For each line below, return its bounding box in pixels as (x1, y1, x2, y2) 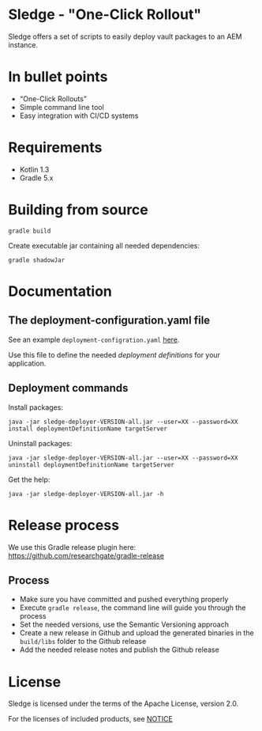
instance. (8, 40, 39, 49)
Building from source (8, 201, 148, 218)
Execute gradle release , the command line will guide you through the (19, 603, 246, 612)
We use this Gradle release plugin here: (8, 542, 137, 551)
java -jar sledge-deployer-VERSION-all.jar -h (8, 490, 164, 498)
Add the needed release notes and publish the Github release (19, 645, 219, 654)
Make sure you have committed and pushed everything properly (19, 595, 229, 604)
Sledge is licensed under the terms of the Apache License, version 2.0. (8, 699, 239, 709)
